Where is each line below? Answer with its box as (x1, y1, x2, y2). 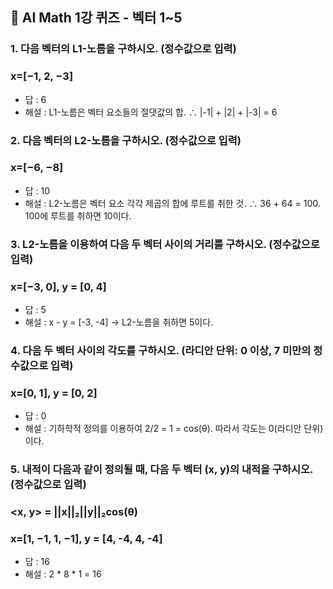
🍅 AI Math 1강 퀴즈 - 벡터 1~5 (10, 9, 183, 27)
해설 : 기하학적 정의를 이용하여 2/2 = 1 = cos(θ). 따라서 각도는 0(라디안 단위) (24, 423, 324, 435)
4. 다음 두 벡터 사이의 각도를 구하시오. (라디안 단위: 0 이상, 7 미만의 (10, 343, 312, 357)
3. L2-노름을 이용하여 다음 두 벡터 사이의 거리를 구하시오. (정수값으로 (10, 237, 320, 251)
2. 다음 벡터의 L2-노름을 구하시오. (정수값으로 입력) (10, 133, 242, 147)
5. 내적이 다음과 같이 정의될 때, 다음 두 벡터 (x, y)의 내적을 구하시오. (10, 463, 314, 477)
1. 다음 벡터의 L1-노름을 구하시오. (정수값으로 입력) (10, 42, 237, 56)
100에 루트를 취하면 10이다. (24, 209, 132, 222)
